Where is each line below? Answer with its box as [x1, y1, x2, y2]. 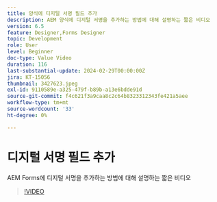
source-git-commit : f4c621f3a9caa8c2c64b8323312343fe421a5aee [7, 93, 188, 100]
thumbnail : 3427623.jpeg [7, 80, 78, 87]
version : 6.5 [7, 23, 44, 29]
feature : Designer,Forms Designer [7, 29, 106, 36]
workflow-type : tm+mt [7, 99, 69, 106]
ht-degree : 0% [7, 112, 48, 118]
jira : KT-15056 [7, 73, 51, 81]
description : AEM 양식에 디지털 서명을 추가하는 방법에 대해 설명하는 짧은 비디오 [7, 16, 211, 23]
